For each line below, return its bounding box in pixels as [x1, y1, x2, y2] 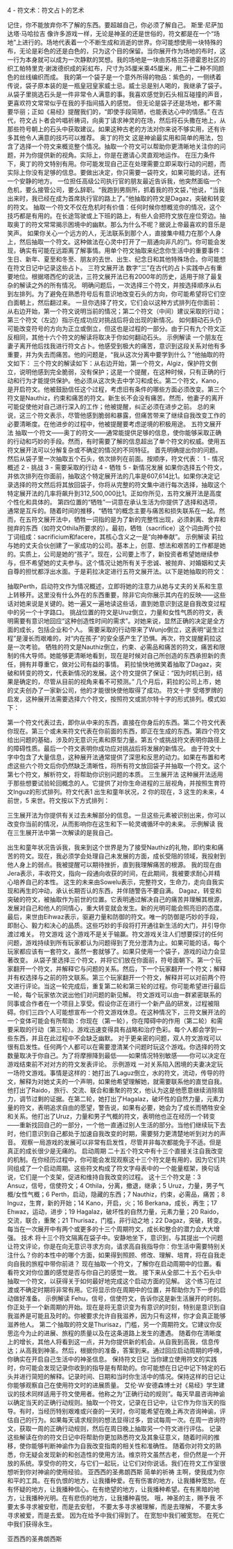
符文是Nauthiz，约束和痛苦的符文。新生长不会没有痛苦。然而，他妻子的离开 [7, 394, 224, 402]
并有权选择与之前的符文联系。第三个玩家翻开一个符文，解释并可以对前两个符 [7, 974, 226, 981]
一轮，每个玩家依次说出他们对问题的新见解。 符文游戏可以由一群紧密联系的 [7, 991, 222, 999]
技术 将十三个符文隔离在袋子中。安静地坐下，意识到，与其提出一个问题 [20, 1234, 223, 1242]
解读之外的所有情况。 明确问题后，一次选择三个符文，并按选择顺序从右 [19, 281, 222, 289]
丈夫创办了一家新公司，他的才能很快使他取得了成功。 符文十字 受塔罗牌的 [12, 686, 223, 694]
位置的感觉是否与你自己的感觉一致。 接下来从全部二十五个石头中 [37, 1269, 222, 1276]
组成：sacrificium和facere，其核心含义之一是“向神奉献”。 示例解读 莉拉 [19, 533, 224, 541]
